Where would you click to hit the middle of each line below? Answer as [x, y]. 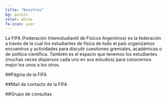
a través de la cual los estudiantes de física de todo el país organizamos [80, 44]
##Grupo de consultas [29, 94]
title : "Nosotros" [24, 10]
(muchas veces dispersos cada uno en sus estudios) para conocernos [78, 60]
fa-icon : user [20, 24]
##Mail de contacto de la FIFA [36, 84]
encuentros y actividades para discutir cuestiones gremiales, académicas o [84, 49]
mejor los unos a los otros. [33, 65]
